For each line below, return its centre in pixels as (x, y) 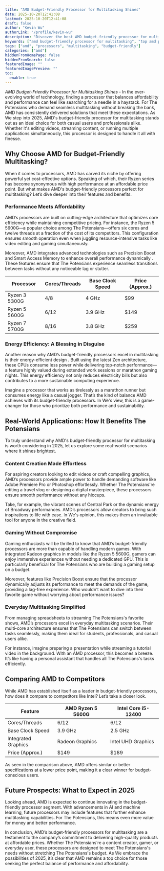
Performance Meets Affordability (45, 207)
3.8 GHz (95, 326)
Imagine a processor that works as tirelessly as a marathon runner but (75, 390)
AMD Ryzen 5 (81, 708)
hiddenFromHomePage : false (32, 55)
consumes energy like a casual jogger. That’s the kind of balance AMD (76, 395)
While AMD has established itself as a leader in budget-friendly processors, (81, 691)
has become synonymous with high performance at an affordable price (76, 183)
